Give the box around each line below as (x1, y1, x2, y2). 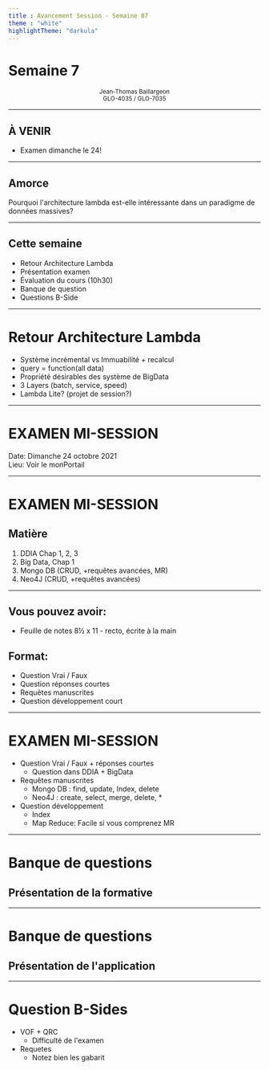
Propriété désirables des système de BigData (19, 371, 170, 382)
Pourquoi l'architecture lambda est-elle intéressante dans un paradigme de (8, 198, 255, 207)
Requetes (19, 1044, 52, 1054)
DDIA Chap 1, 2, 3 (19, 548, 78, 558)
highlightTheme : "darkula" (8, 27, 98, 35)
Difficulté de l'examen (31, 1035, 104, 1045)
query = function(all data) (19, 363, 105, 373)
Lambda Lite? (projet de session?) (19, 389, 132, 398)
